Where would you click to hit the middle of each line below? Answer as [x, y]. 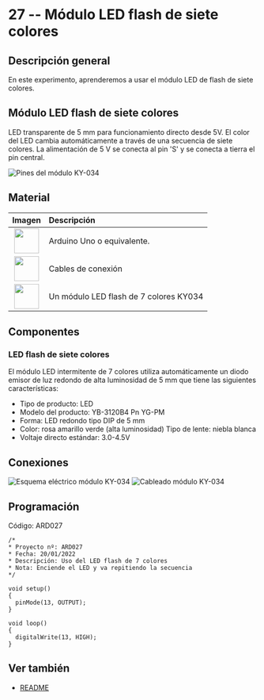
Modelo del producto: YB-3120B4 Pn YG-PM [92, 412]
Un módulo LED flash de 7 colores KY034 [126, 296]
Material [29, 198]
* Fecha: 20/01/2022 [42, 554]
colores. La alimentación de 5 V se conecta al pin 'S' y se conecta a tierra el [132, 149]
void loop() [28, 623]
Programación [44, 506]
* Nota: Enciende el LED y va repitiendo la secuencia [100, 568]
